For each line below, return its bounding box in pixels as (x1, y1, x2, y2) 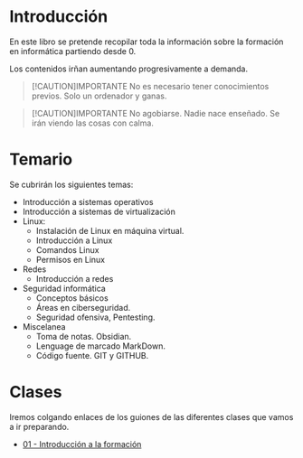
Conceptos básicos (35, 292, 109, 304)
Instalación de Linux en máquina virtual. (35, 225, 185, 236)
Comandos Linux (35, 244, 99, 255)
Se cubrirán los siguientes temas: (9, 179, 134, 190)
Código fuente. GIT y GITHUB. (35, 350, 149, 360)
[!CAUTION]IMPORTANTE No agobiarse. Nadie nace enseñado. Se (31, 107, 280, 118)
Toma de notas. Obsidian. (35, 331, 132, 341)
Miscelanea (22, 321, 66, 332)
